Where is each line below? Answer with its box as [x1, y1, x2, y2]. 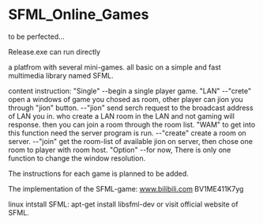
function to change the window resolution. [8, 153, 146, 163]
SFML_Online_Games [8, 6, 149, 24]
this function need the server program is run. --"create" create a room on [8, 128, 246, 138]
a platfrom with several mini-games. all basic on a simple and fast [8, 62, 221, 72]
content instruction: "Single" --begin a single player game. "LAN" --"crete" [8, 85, 251, 96]
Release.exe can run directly [8, 47, 101, 56]
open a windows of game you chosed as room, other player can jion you [8, 94, 243, 104]
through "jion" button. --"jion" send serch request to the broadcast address [8, 103, 254, 112]
